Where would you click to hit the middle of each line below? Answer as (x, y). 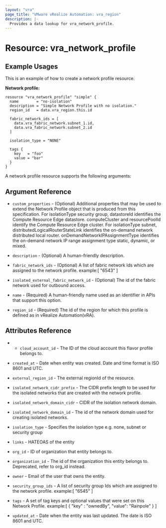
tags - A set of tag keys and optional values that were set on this (78, 501)
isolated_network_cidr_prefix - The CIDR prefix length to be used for (84, 387)
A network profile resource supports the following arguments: (68, 176)
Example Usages (32, 66)
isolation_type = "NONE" (35, 141)
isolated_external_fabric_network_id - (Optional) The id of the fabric (84, 280)
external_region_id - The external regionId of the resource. (74, 378)
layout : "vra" (20, 10)
